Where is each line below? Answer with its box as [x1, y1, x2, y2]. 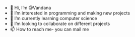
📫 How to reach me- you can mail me [10, 26, 89, 32]
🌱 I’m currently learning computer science [10, 15, 97, 21]
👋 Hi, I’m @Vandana [10, 5, 51, 10]
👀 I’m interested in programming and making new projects [10, 10, 130, 16]
